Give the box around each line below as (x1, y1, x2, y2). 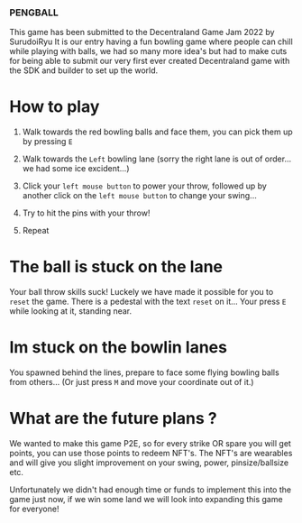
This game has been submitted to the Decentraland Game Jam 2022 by (9, 27, 275, 38)
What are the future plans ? (9, 408, 218, 429)
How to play (9, 96, 100, 117)
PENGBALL (9, 6, 59, 19)
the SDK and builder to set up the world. (9, 65, 159, 76)
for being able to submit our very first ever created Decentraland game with (9, 56, 290, 67)
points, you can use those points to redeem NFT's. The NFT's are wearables (9, 448, 293, 459)
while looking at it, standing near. (9, 306, 133, 317)
